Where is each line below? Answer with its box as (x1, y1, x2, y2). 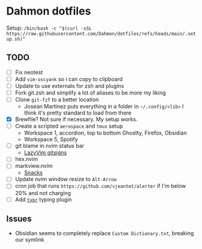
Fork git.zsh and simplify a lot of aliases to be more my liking (15, 89, 166, 96)
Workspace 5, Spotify (24, 136, 79, 143)
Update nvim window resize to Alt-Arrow (15, 176, 117, 183)
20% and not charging (15, 189, 71, 196)
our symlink (15, 236, 44, 244)
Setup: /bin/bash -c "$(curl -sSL (6, 24, 92, 32)
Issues (6, 213, 32, 224)
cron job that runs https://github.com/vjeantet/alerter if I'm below (15, 182, 186, 190)
